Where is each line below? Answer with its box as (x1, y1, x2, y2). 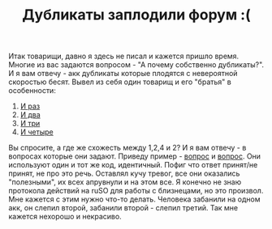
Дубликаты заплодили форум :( (22, 6, 251, 24)
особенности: (8, 86, 57, 95)
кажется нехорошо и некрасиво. (8, 212, 122, 222)
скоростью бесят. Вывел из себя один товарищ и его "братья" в (8, 77, 231, 87)
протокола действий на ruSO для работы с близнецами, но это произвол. (8, 186, 264, 196)
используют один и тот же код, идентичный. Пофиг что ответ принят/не (8, 160, 258, 170)
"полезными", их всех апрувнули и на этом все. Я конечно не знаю (8, 177, 242, 187)
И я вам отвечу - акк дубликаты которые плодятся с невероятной (8, 69, 238, 78)
